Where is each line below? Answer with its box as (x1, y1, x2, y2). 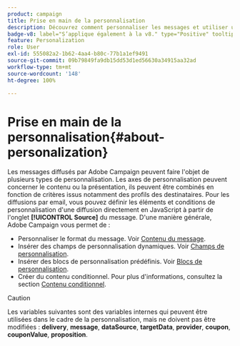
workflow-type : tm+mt (7, 63, 72, 71)
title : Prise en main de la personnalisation (7, 17, 145, 24)
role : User (7, 44, 40, 51)
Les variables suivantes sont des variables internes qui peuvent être (7, 307, 208, 316)
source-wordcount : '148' (7, 70, 81, 77)
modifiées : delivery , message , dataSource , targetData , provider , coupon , (7, 322, 231, 332)
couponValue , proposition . (7, 330, 88, 339)
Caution (7, 294, 31, 302)
